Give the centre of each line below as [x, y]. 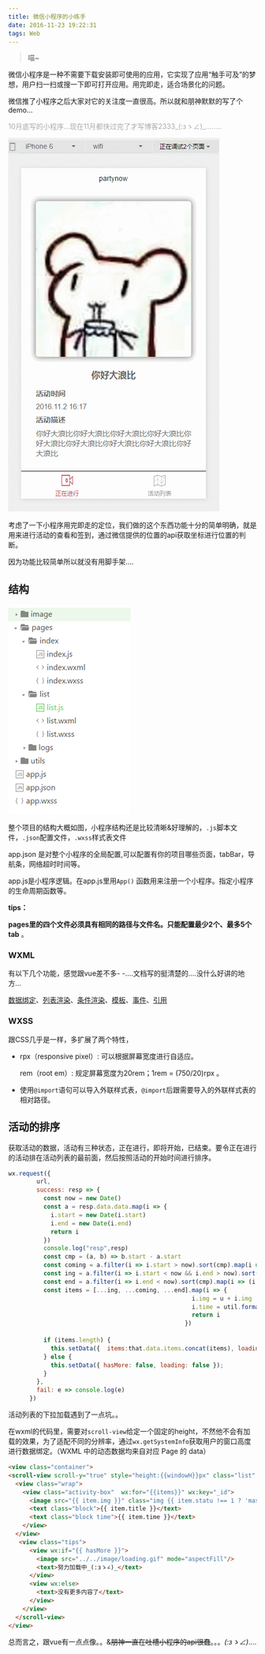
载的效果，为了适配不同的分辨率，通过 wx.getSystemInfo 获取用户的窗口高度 [130, 1441]
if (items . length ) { [77, 1340]
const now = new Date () [82, 1199]
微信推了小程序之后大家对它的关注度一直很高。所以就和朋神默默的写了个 [125, 101]
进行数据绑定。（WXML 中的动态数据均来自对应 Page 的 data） [109, 1452]
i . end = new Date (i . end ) [91, 1223]
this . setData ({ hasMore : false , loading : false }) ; [137, 1365]
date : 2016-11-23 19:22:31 [52, 25]
